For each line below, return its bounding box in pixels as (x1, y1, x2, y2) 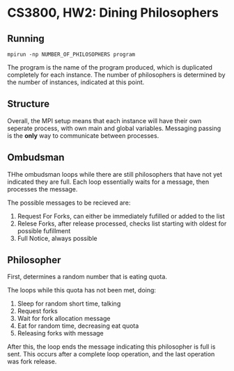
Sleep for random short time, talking (17, 299, 121, 308)
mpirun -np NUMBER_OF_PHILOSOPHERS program (7, 51, 136, 58)
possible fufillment (17, 226, 71, 235)
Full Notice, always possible (17, 234, 97, 242)
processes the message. (7, 184, 78, 193)
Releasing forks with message (17, 329, 104, 338)
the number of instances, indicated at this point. (7, 78, 145, 86)
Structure (7, 98, 50, 110)
